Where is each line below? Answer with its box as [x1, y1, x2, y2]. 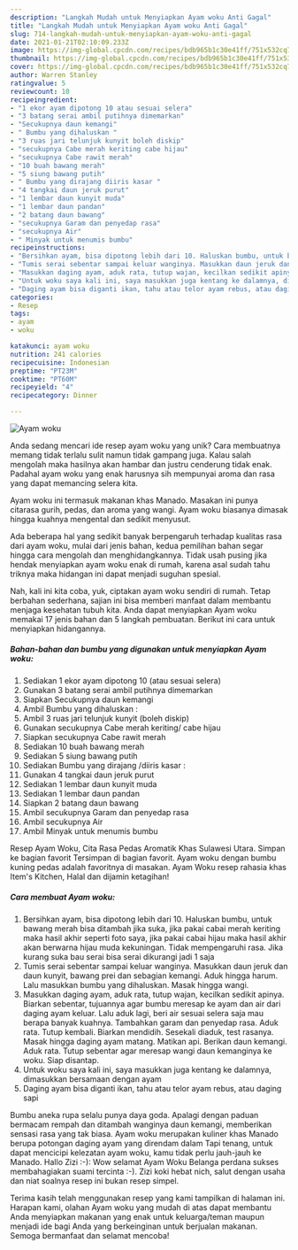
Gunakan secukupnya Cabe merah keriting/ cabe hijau [22, 722, 221, 733]
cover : [10, 63, 34, 72]
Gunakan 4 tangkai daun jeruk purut [22, 769, 155, 780]
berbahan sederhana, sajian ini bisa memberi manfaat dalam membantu [10, 595, 271, 606]
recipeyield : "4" [10, 382, 74, 392]
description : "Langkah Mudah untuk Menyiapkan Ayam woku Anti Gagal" [10, 12, 272, 22]
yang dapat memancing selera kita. [10, 478, 138, 488]
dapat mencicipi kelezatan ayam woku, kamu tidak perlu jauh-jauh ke [10, 1147, 262, 1158]
